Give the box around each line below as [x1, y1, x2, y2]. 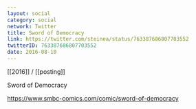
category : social [7, 17, 57, 23]
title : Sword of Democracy [7, 29, 85, 37]
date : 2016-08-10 [7, 49, 57, 56]
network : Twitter [7, 23, 57, 30]
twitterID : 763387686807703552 [7, 42, 97, 49]
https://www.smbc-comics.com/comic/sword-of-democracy [7, 94, 179, 102]
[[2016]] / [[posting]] [7, 67, 65, 76]
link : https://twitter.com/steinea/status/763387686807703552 [7, 36, 189, 43]
